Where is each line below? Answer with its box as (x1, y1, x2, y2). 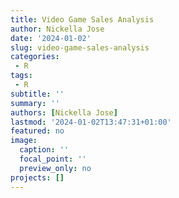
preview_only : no (19, 163, 92, 173)
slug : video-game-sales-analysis (10, 42, 150, 53)
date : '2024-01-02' (10, 33, 92, 43)
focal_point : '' (19, 154, 87, 164)
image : (10, 136, 38, 146)
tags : (10, 71, 33, 81)
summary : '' (10, 98, 60, 108)
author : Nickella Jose (10, 24, 105, 34)
